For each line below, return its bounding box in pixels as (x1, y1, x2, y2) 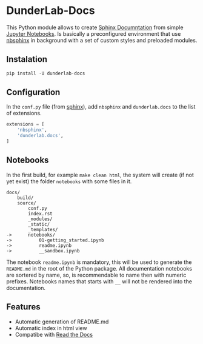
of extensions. (6, 110, 42, 117)
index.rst (28, 211, 53, 217)
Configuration (6, 87, 61, 98)
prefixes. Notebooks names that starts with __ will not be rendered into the (6, 277, 193, 285)
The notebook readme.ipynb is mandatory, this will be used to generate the (6, 258, 192, 266)
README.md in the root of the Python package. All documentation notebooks (6, 265, 193, 272)
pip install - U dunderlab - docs (6, 70, 85, 76)
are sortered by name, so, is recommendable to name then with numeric (6, 271, 187, 278)
